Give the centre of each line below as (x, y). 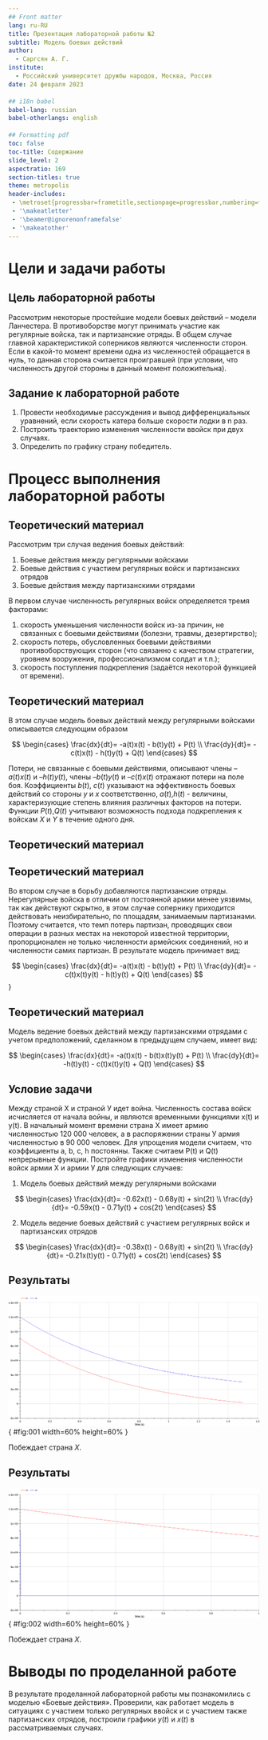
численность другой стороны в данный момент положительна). (118, 368)
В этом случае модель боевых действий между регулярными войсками (132, 721)
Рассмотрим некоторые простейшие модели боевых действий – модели (132, 317)
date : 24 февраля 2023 (46, 84)
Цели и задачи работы (87, 268)
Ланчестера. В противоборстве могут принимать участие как (114, 326)
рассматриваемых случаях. (56, 1728)
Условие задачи (50, 1089)
